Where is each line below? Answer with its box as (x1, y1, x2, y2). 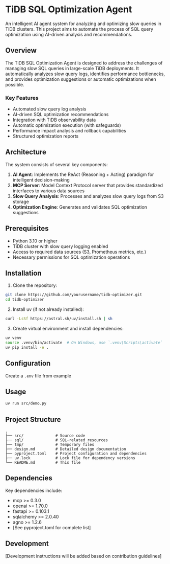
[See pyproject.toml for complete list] (12, 524, 91, 530)
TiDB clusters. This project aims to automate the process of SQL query (5, 26, 154, 32)
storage (12, 198, 29, 205)
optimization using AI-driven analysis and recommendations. (5, 31, 132, 37)
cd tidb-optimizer (5, 297, 44, 302)
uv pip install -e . (5, 345, 49, 350)
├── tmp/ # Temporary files (5, 442, 95, 447)
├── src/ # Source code (5, 433, 86, 438)
